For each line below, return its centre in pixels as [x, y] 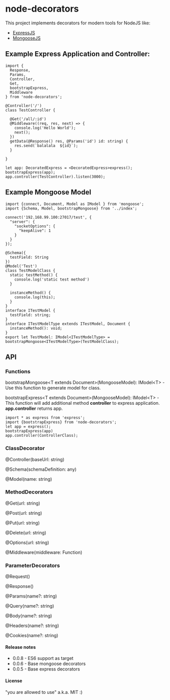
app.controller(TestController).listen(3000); [55, 177]
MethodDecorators [29, 492]
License [14, 681]
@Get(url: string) [23, 503]
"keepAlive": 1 [35, 231]
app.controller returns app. [34, 408]
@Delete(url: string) [26, 533]
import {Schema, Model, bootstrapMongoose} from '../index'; [71, 208]
